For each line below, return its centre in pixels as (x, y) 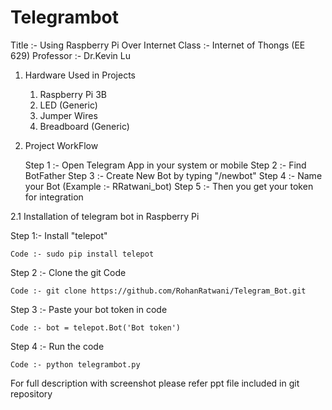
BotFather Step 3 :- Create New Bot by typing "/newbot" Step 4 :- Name (173, 175)
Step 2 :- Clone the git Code (68, 272)
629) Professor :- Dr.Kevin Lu (70, 55)
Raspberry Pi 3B (73, 94)
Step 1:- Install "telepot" (59, 235)
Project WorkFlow (61, 145)
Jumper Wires (68, 115)
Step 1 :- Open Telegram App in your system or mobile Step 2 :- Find (165, 165)
